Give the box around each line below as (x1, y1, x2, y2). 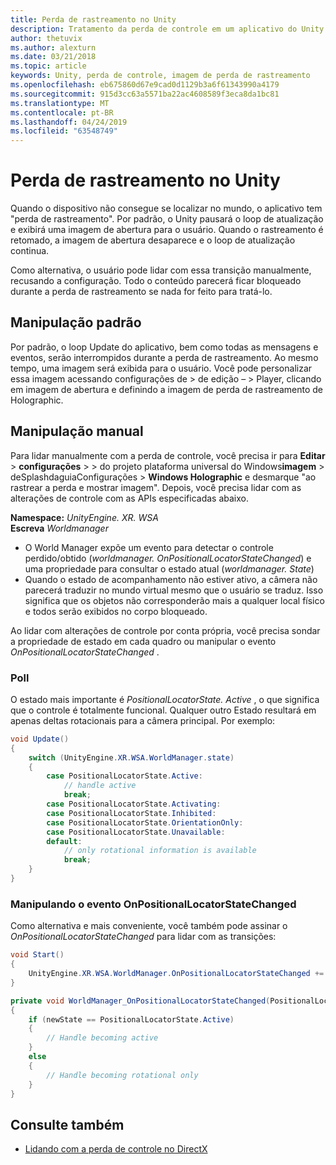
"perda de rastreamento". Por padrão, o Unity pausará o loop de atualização (10, 213, 324, 225)
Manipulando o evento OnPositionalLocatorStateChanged (10, 897, 297, 911)
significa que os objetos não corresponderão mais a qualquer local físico (24, 594, 325, 606)
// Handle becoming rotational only (46, 1070, 199, 1080)
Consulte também (10, 1116, 125, 1133)
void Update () (10, 734, 70, 744)
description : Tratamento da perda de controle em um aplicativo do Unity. (10, 24, 329, 34)
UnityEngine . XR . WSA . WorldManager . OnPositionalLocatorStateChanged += (28, 969, 325, 979)
